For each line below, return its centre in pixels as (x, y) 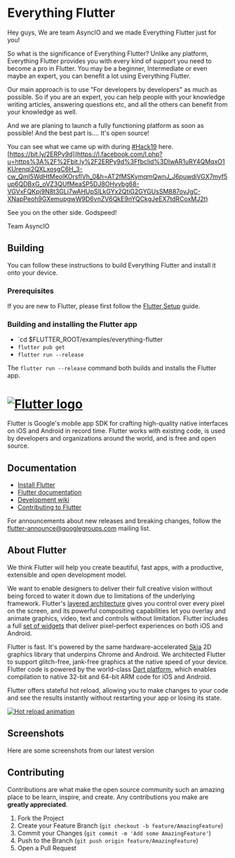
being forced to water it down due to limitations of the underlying (101, 596)
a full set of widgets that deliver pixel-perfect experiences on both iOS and (115, 625)
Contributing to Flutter (49, 507)
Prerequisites (31, 291)
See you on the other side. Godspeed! (62, 212)
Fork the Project (41, 818)
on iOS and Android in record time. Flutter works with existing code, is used (116, 431)
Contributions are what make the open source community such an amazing (116, 789)
